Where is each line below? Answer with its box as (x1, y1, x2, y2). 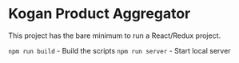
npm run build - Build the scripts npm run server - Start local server (8, 46, 231, 55)
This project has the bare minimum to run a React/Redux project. (8, 31, 221, 40)
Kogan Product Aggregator (8, 5, 191, 23)
